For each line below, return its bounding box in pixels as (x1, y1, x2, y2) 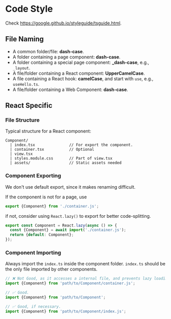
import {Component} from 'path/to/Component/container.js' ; (5, 281, 136, 286)
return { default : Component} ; (10, 232, 74, 238)
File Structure (5, 117, 40, 124)
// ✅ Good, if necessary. (5, 304, 61, 309)
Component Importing (5, 249, 62, 256)
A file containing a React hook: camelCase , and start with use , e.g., (12, 75, 154, 82)
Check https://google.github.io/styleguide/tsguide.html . (5, 20, 122, 26)
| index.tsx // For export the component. (10, 143, 133, 148)
